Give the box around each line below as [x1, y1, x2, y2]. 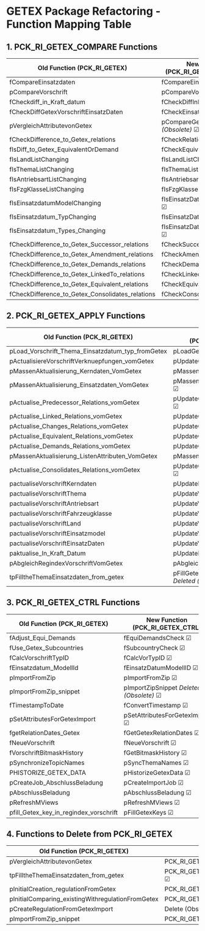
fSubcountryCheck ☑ [123, 643, 185, 652]
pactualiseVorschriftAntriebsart [9, 499, 99, 508]
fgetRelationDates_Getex [9, 728, 81, 737]
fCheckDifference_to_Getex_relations [9, 135, 116, 143]
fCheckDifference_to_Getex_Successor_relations [9, 240, 149, 249]
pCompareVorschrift [9, 88, 68, 96]
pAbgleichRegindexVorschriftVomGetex [9, 559, 123, 567]
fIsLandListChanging [9, 155, 69, 164]
